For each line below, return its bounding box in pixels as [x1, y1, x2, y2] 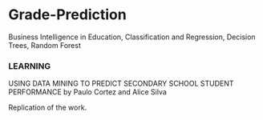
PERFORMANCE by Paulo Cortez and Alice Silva [8, 87, 167, 97]
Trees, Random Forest [8, 40, 82, 50]
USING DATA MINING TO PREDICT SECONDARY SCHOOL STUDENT [8, 78, 234, 89]
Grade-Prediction [8, 6, 127, 24]
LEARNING [8, 60, 51, 71]
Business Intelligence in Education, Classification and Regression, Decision [8, 32, 256, 42]
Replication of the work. [8, 102, 87, 113]
